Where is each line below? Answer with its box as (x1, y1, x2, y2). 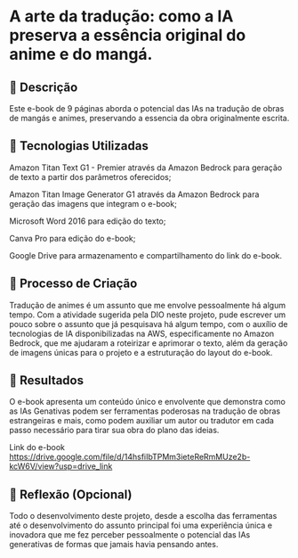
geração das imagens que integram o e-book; (9, 198, 178, 209)
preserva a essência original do (9, 25, 246, 45)
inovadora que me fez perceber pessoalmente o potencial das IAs (9, 529, 251, 540)
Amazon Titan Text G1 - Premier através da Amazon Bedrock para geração (9, 162, 283, 173)
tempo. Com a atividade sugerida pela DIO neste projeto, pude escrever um (9, 309, 286, 320)
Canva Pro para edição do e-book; (9, 233, 136, 243)
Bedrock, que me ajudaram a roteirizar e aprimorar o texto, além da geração (9, 337, 288, 349)
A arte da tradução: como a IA (9, 6, 234, 27)
